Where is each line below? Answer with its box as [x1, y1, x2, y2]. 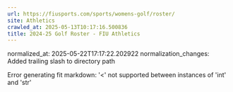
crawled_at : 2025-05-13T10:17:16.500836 [7, 23, 129, 30]
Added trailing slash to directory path [7, 57, 115, 66]
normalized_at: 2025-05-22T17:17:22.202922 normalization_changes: [7, 50, 210, 58]
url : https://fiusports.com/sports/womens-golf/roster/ [7, 10, 175, 18]
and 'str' [7, 79, 32, 87]
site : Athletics [7, 17, 55, 24]
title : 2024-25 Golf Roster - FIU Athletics [7, 30, 141, 38]
